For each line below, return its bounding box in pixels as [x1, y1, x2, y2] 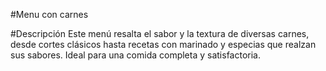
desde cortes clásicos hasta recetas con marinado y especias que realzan [10, 39, 317, 50]
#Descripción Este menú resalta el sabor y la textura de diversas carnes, [10, 28, 310, 39]
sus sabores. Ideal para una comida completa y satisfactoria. [10, 49, 261, 61]
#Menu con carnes [10, 9, 89, 20]
